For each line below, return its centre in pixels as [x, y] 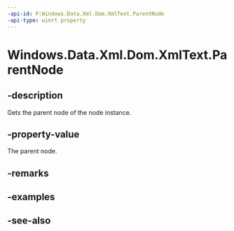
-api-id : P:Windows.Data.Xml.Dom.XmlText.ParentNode [86, 14]
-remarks [28, 173]
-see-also [29, 221]
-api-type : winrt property [47, 20]
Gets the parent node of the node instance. [69, 112]
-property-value [43, 134]
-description [35, 96]
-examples [31, 197]
